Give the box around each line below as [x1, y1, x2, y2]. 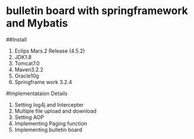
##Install [6, 36, 27, 43]
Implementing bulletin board [14, 126, 82, 133]
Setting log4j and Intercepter [14, 101, 84, 108]
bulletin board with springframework [6, 4, 188, 18]
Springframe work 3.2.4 [14, 78, 72, 86]
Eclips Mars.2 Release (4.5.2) [14, 47, 85, 54]
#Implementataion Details [6, 90, 68, 97]
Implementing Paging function [14, 120, 88, 127]
